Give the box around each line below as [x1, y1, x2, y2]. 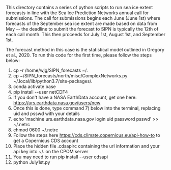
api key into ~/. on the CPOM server [13, 149, 89, 154]
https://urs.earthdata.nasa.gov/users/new [13, 100, 101, 106]
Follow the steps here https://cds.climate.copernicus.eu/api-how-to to [13, 132, 160, 138]
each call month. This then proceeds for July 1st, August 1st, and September [6, 32, 166, 37]
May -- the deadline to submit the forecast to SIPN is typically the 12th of [6, 26, 159, 32]
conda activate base [13, 83, 56, 90]
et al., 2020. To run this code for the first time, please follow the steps [6, 52, 152, 58]
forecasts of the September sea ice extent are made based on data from [6, 20, 157, 26]
